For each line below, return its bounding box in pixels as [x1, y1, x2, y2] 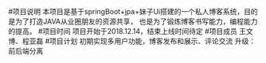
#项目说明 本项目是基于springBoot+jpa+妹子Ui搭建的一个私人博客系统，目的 [8, 7, 258, 16]
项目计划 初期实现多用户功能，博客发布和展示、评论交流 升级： [49, 36, 256, 46]
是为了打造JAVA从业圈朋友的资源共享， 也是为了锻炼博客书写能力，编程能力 [8, 17, 258, 26]
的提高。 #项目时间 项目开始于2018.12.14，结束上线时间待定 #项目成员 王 [8, 27, 247, 35]
